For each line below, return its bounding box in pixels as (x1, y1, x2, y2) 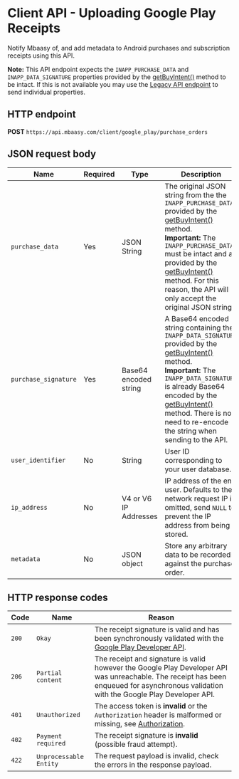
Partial (36, 669, 63, 677)
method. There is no (164, 408, 232, 418)
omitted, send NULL (164, 502, 228, 512)
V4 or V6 (122, 493, 152, 503)
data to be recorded (164, 550, 231, 560)
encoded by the (164, 390, 218, 400)
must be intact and (164, 249, 228, 258)
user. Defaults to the (164, 484, 233, 494)
